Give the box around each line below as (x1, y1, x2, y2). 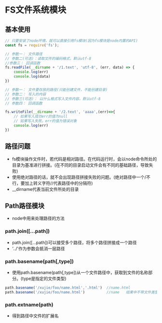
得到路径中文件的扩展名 (12, 313, 59, 319)
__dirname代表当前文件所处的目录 (12, 186, 79, 192)
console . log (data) (13, 74, 51, 79)
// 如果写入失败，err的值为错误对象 (13, 119, 77, 123)
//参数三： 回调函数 (5, 61, 40, 65)
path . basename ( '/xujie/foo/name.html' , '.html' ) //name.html (5, 285, 131, 290)
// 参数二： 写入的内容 (5, 92, 46, 97)
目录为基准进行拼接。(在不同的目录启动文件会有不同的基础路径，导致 (12, 162, 149, 168)
